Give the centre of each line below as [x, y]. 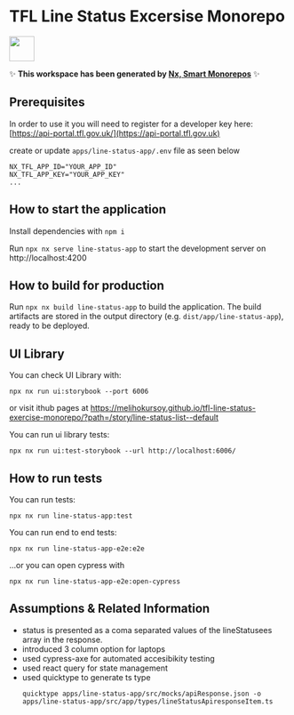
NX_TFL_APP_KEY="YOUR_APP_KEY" [67, 174]
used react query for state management [95, 668]
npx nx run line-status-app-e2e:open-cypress [95, 582]
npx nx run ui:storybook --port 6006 [79, 392]
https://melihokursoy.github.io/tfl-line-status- [173, 408]
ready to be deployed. [50, 325]
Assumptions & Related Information [110, 609]
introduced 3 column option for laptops [94, 649]
